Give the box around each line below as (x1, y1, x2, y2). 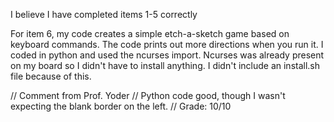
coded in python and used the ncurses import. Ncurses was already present (10, 49, 325, 61)
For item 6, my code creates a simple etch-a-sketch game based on (10, 28, 290, 39)
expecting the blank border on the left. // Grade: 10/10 (10, 100, 232, 112)
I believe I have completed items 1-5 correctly (10, 9, 198, 20)
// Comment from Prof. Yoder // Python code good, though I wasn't (10, 90, 286, 101)
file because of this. (10, 70, 92, 82)
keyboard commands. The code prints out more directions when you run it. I (10, 39, 324, 50)
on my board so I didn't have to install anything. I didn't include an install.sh (10, 60, 321, 71)
